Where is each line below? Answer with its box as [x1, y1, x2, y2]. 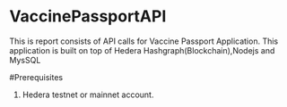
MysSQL [9, 54, 41, 65]
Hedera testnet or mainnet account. [22, 89, 154, 100]
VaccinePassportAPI [9, 6, 167, 27]
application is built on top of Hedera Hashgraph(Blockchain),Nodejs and [9, 45, 275, 55]
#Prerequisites [9, 71, 64, 82]
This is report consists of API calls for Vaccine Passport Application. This [9, 36, 279, 46]
